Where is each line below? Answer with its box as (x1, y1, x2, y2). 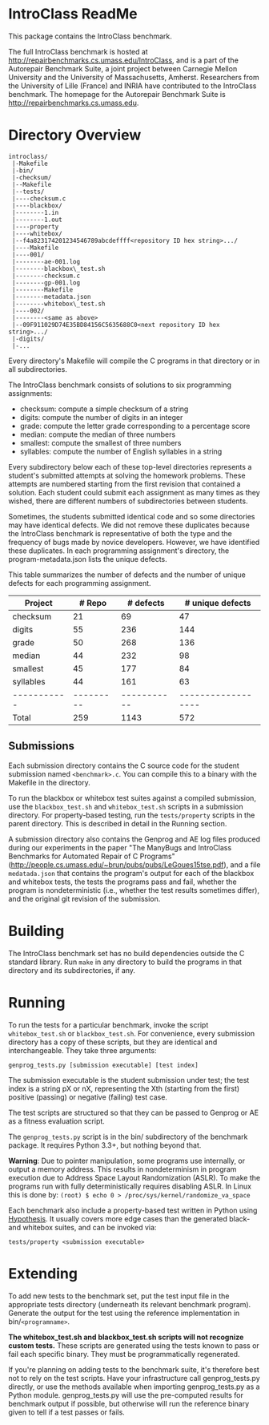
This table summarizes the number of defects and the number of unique (8, 570, 246, 579)
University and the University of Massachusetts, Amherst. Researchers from (8, 72, 259, 82)
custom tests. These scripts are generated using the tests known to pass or (8, 1340, 260, 1350)
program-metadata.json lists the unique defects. (8, 554, 168, 563)
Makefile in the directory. (8, 777, 90, 787)
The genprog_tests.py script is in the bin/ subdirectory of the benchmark (8, 1132, 248, 1141)
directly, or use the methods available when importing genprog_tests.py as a (8, 1382, 260, 1391)
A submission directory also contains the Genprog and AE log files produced (8, 834, 261, 844)
